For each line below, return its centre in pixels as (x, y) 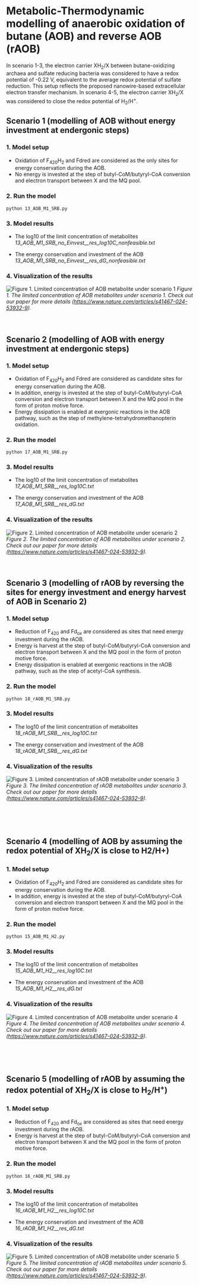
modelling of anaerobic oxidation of (96, 24)
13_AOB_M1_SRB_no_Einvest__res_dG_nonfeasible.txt (80, 261)
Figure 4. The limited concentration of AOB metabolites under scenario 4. (96, 1023)
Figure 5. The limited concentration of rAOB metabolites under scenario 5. (97, 1263)
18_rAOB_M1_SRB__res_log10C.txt (56, 733)
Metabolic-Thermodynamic (75, 11)
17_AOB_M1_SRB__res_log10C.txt (54, 486)
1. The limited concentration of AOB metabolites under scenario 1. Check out (99, 295)
